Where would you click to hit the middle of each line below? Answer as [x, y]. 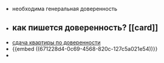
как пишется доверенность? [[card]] [85, 28]
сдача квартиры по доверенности [56, 42]
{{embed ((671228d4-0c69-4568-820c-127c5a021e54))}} [85, 48]
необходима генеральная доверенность [64, 9]
